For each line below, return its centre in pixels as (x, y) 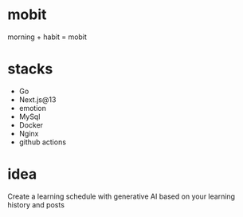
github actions (43, 142)
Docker (31, 124)
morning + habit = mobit (47, 37)
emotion (33, 108)
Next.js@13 (37, 99)
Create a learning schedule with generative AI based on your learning (121, 196)
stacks (30, 69)
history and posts (36, 204)
